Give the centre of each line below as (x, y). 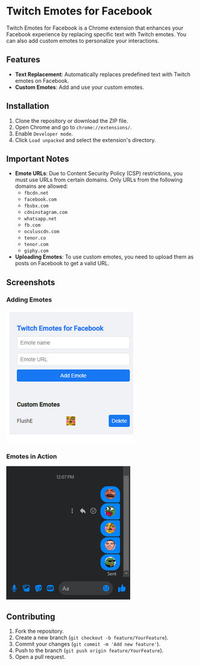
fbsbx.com (36, 206)
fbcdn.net (36, 193)
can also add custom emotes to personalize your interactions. (83, 40)
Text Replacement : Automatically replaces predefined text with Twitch (103, 74)
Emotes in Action (32, 456)
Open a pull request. (40, 657)
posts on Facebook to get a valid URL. (62, 263)
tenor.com (36, 245)
